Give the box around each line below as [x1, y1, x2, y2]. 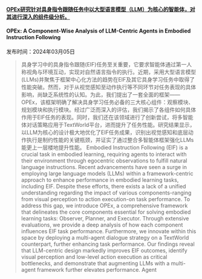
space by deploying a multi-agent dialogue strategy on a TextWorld [21, 234, 189, 241]
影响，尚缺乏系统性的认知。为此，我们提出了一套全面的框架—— [21, 91, 180, 98]
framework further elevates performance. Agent [37, 266, 157, 273]
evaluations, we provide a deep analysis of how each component [21, 221, 183, 228]
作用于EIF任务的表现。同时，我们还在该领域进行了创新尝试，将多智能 [21, 114, 194, 121]
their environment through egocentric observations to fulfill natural [21, 157, 187, 164]
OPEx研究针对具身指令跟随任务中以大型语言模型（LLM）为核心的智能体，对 [6, 5, 195, 13]
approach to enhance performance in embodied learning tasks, [21, 176, 179, 184]
